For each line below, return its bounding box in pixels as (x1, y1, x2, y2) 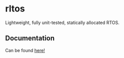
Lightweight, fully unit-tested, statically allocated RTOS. (5, 19, 120, 25)
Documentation (5, 34, 55, 42)
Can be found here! (5, 47, 45, 53)
